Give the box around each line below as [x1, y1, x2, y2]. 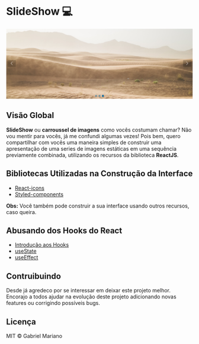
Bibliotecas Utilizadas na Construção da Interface [6, 168, 193, 179]
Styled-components [14, 190, 64, 198]
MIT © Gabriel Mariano [6, 333, 63, 339]
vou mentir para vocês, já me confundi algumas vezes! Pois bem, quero [6, 132, 181, 139]
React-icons [14, 184, 44, 192]
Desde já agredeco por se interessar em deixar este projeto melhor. [6, 287, 171, 294]
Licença [6, 317, 37, 327]
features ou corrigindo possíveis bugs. [6, 300, 101, 307]
